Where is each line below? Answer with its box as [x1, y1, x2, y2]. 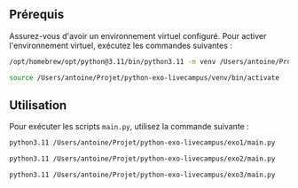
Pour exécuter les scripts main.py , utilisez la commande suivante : [9, 121, 250, 132]
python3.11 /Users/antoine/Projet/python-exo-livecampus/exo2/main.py [9, 154, 276, 163]
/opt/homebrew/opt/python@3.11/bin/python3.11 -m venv [9, 57, 216, 66]
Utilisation [9, 98, 67, 113]
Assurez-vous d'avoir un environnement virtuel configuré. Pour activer [9, 30, 267, 41]
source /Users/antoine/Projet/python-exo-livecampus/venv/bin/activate [9, 73, 279, 82]
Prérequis [9, 7, 65, 22]
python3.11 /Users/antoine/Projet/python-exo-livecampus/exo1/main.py [9, 138, 276, 147]
